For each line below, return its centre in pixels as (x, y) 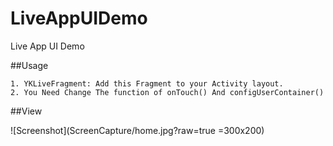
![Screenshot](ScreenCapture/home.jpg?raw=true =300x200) (137, 130)
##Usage (29, 65)
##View (26, 111)
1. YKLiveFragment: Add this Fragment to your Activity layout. (147, 83)
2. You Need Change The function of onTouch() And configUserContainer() (167, 92)
